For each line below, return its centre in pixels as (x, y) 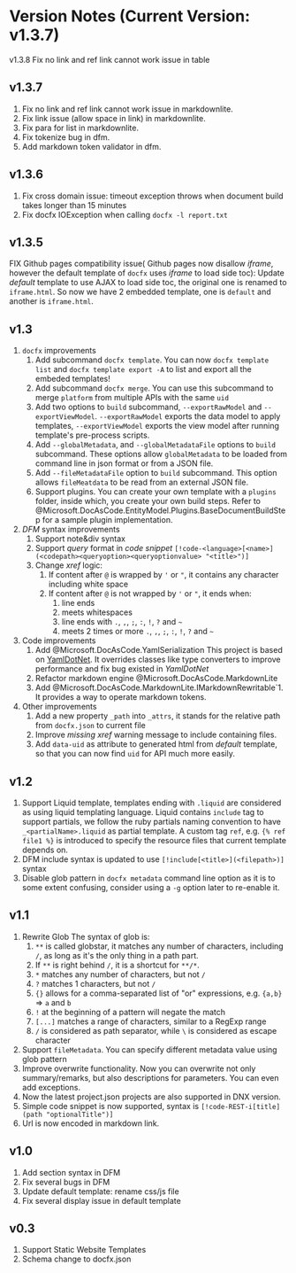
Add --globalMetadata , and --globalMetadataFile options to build (156, 445)
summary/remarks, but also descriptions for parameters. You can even (151, 1077)
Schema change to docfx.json (76, 1259)
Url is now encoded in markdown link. (91, 1123)
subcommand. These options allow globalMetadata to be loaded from (161, 454)
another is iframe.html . (52, 301)
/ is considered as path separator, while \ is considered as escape (156, 1030)
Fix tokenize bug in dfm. (66, 137)
